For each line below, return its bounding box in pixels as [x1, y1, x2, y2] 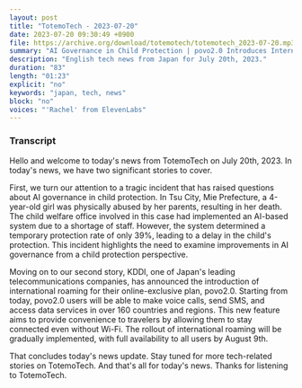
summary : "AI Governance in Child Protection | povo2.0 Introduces [9, 47, 268, 56]
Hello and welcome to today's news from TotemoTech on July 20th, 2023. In [9, 154, 292, 166]
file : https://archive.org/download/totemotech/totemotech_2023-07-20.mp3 [9, 38, 296, 48]
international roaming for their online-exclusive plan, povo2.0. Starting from [9, 285, 289, 296]
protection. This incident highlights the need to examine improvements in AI [9, 239, 289, 250]
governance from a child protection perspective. [9, 249, 189, 260]
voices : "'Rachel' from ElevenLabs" [9, 105, 147, 114]
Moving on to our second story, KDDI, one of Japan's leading [9, 266, 235, 277]
